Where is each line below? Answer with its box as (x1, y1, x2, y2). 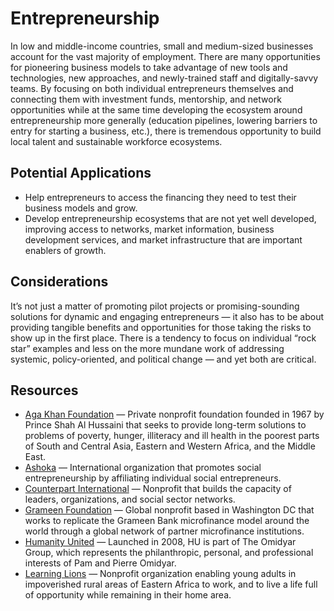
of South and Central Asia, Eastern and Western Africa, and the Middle (24, 440, 316, 452)
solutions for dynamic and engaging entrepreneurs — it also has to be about (10, 310, 325, 322)
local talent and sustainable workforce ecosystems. (10, 135, 223, 147)
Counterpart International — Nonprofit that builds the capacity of (24, 483, 292, 495)
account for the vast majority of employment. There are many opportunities (10, 50, 321, 62)
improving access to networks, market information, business (24, 223, 275, 235)
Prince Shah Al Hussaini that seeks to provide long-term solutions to (24, 419, 307, 431)
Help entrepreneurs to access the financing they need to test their (24, 191, 297, 203)
